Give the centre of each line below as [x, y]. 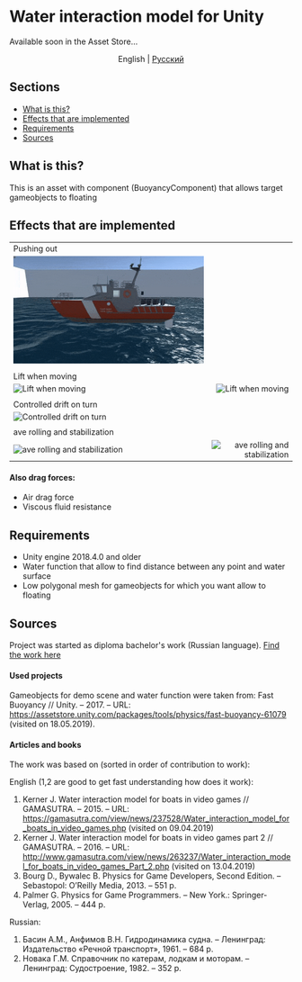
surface [36, 576]
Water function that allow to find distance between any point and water [154, 567]
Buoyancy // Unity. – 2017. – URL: [70, 705]
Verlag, [36, 905]
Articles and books [45, 744]
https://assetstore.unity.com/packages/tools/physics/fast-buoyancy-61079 [148, 715]
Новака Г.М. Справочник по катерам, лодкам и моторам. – [136, 959]
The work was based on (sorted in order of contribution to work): [130, 765]
